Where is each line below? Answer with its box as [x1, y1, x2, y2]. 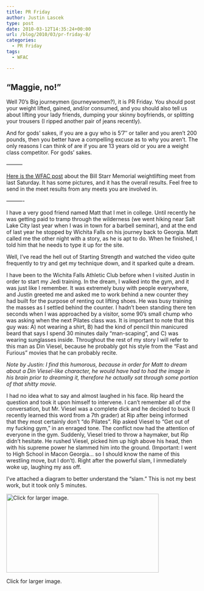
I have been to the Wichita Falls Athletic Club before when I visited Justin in [6, 272, 195, 279]
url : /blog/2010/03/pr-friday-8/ [6, 32, 91, 38]
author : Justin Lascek [6, 15, 64, 21]
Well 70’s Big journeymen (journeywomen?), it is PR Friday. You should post [6, 98, 196, 105]
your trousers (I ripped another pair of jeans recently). [6, 118, 142, 125]
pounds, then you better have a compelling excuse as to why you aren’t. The [6, 136, 199, 143]
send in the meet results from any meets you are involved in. [6, 185, 158, 193]
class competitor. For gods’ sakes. [6, 149, 93, 156]
